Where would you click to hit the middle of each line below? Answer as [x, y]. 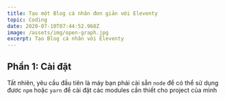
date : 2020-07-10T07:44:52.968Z [53, 26]
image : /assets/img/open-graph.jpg [58, 32]
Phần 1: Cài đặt [39, 67]
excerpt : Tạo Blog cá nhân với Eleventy [66, 39]
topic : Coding [27, 20]
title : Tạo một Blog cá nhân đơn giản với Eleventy [82, 13]
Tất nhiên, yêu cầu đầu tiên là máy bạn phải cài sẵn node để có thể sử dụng [113, 83]
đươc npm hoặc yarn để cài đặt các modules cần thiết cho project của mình [112, 90]
